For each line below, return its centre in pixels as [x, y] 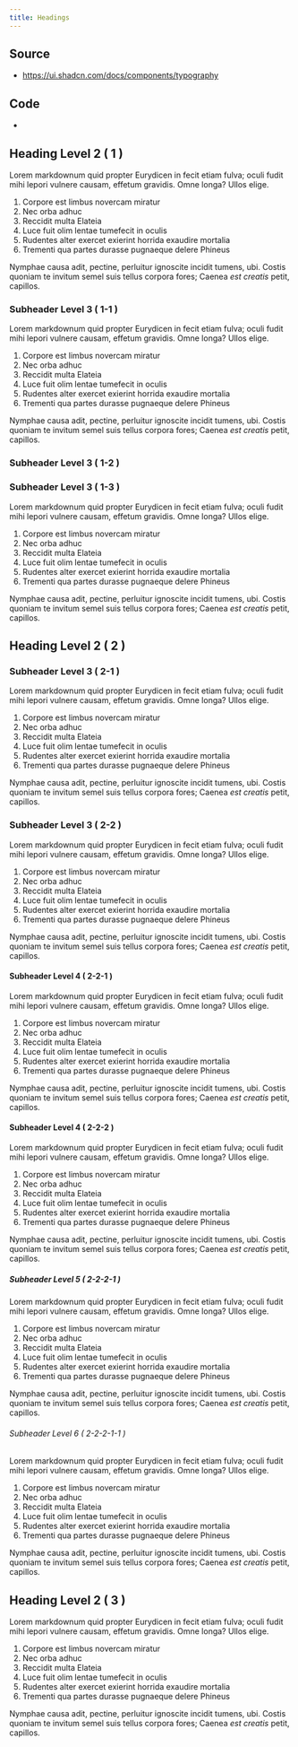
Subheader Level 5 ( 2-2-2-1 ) [65, 1279]
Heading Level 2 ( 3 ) [68, 1600]
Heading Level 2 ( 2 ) [68, 645]
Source [30, 54]
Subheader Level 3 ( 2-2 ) [66, 825]
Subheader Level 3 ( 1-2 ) [64, 463]
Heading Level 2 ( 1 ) [66, 153]
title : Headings [39, 17]
